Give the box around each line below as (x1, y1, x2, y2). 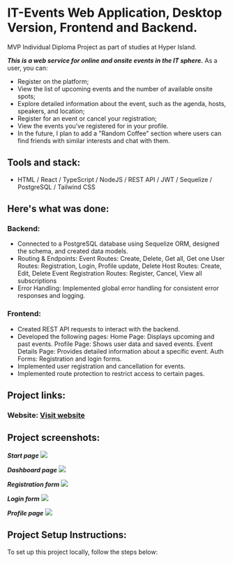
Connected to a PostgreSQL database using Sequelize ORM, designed (17, 239, 220, 248)
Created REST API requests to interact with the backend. (17, 324, 180, 333)
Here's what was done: (7, 203, 110, 215)
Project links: (7, 389, 66, 402)
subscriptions (17, 277, 57, 285)
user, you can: (7, 63, 48, 72)
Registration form (7, 480, 60, 488)
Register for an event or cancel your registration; (17, 114, 157, 123)
